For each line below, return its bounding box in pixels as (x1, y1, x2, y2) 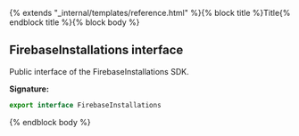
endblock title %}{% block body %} (9, 17, 140, 28)
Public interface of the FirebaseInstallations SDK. (9, 66, 189, 76)
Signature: (9, 84, 49, 94)
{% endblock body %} (9, 116, 91, 127)
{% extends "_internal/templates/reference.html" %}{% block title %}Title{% (9, 8, 291, 18)
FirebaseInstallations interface (9, 43, 184, 58)
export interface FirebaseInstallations (9, 100, 162, 109)
